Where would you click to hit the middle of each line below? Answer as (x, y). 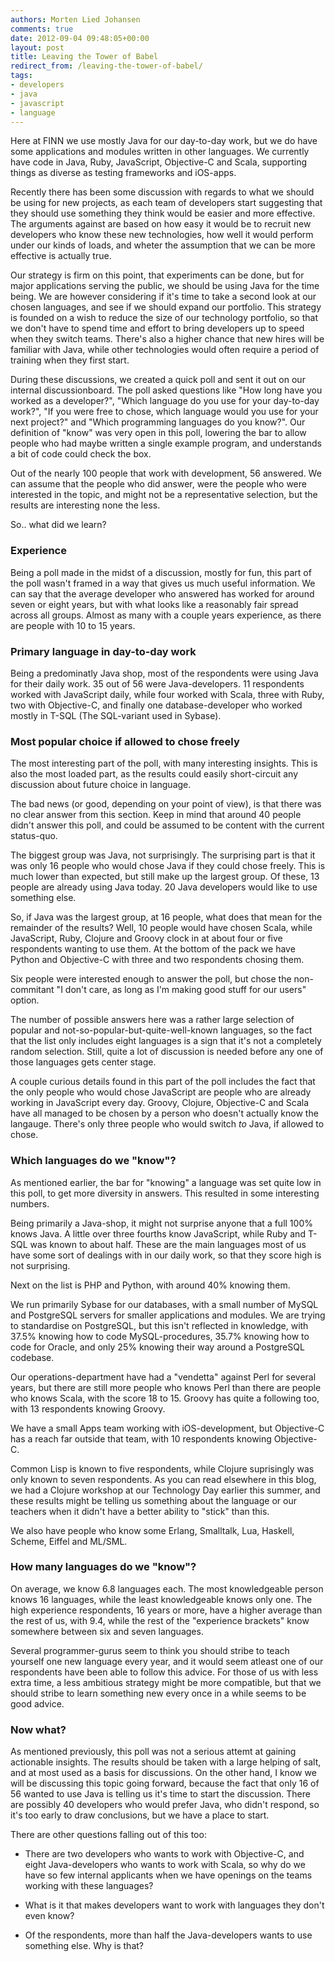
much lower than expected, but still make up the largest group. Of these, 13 (165, 877)
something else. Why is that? (84, 1946)
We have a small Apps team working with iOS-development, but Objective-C (167, 1428)
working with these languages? (89, 1886)
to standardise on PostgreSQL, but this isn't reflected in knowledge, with (159, 1325)
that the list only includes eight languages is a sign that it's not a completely (166, 1041)
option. (25, 1000)
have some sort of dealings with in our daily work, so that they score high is (166, 1255)
